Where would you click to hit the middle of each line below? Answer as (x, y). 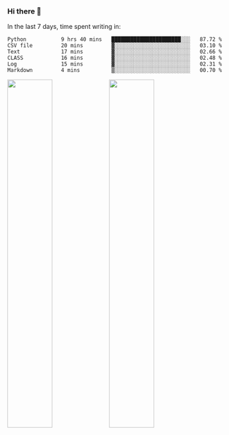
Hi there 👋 (25, 11)
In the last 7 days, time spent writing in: (64, 27)
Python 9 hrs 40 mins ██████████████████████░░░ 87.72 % (114, 39)
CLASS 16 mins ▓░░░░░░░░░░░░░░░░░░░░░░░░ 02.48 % (114, 58)
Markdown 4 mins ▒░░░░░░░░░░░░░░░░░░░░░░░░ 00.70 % (114, 71)
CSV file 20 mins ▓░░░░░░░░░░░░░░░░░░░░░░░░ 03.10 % (114, 46)
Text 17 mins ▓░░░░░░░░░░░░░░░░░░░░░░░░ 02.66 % (114, 52)
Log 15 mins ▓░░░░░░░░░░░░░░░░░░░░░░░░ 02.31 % (114, 64)
